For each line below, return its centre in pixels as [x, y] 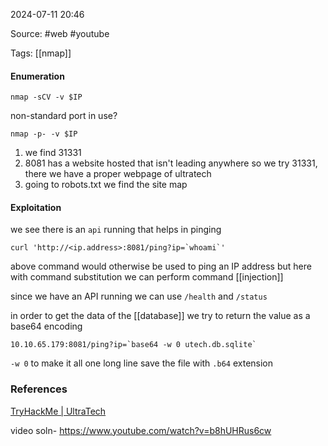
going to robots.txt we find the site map [106, 185]
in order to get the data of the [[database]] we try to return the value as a [160, 316]
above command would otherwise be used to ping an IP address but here [161, 266]
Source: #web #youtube [60, 33]
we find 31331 [53, 153]
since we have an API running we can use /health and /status [139, 296]
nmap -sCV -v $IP [46, 97]
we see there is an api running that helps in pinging [116, 230]
